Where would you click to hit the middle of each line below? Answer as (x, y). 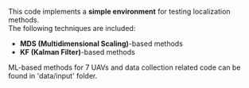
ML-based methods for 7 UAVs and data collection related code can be (124, 67)
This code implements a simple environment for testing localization (119, 11)
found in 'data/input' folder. (53, 76)
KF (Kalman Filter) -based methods (77, 52)
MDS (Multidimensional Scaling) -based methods (101, 44)
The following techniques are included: (72, 28)
